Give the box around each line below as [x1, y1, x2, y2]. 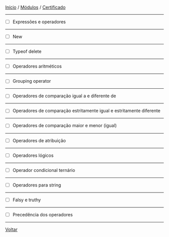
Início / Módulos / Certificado [5, 5, 66, 10]
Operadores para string [12, 182, 61, 188]
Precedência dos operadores [12, 211, 73, 217]
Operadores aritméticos [12, 63, 62, 70]
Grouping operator [12, 78, 51, 84]
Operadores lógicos [12, 152, 54, 158]
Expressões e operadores [12, 19, 66, 25]
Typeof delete [12, 48, 42, 54]
